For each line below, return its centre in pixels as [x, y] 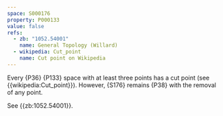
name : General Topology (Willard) [69, 45]
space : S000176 [29, 13]
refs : [15, 33]
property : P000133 [33, 20]
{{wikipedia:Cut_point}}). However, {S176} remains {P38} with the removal [111, 85]
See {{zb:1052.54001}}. [40, 105]
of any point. [25, 92]
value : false [26, 26]
